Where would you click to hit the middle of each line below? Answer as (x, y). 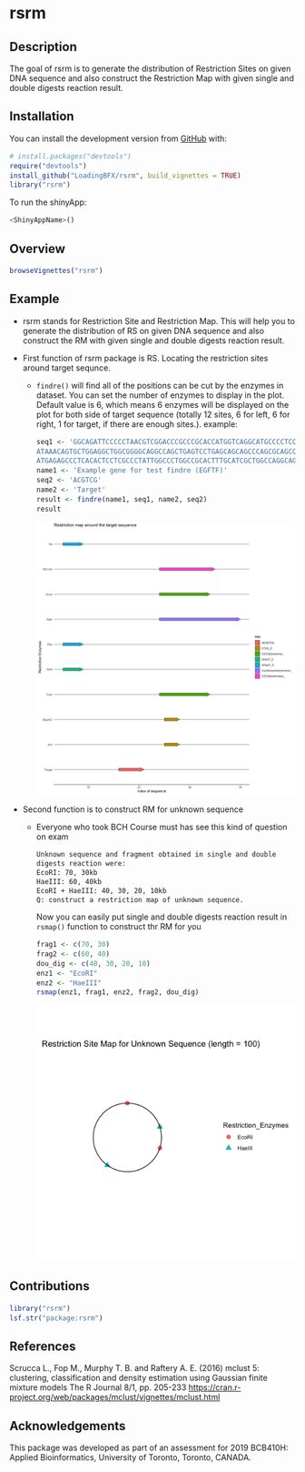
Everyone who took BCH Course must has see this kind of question (162, 827)
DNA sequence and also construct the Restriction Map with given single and (152, 78)
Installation (42, 117)
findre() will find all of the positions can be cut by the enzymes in (160, 385)
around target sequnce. (66, 368)
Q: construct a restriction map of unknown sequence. (140, 900)
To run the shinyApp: (48, 202)
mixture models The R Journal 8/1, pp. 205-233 (98, 1387)
